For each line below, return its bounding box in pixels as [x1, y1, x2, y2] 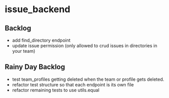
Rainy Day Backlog [5, 62, 65, 72]
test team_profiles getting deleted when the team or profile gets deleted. [12, 76, 164, 82]
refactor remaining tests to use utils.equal [12, 87, 100, 93]
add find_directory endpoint [12, 37, 71, 43]
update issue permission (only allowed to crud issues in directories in [12, 43, 157, 49]
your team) [12, 48, 36, 54]
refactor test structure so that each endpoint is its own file [12, 81, 134, 87]
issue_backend [5, 4, 71, 15]
